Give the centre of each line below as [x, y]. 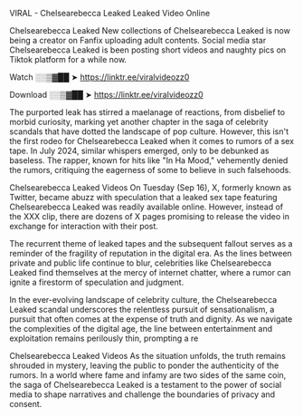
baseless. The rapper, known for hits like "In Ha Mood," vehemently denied [149, 160]
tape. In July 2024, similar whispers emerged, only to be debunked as [139, 150]
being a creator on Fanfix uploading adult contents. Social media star [138, 40]
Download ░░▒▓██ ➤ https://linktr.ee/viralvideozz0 [106, 95]
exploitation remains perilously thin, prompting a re [104, 338]
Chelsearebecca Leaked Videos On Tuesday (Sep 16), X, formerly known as [151, 188]
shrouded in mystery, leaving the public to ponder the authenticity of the [144, 365]
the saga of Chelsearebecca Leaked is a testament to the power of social [146, 385]
